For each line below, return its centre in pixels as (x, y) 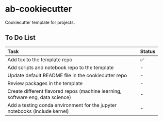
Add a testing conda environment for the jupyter (62, 105)
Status (148, 51)
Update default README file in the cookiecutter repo (67, 75)
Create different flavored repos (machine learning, (65, 91)
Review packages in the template (45, 83)
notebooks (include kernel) (38, 111)
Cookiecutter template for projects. (40, 22)
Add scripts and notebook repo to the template (61, 68)
